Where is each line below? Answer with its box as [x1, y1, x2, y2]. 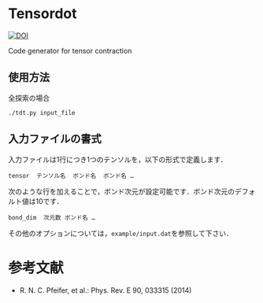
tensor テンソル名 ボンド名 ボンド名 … [8, 172, 134, 179]
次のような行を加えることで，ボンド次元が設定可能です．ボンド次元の [8, 187, 235, 196]
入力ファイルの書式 [8, 132, 102, 146]
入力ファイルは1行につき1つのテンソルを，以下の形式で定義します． [8, 154, 228, 164]
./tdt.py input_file [8, 109, 76, 116]
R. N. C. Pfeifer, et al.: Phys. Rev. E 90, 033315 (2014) [19, 285, 192, 295]
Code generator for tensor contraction [8, 46, 132, 55]
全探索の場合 [8, 93, 50, 102]
